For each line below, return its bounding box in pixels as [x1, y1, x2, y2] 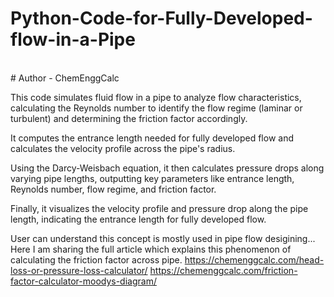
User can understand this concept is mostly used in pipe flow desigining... [10, 232, 316, 244]
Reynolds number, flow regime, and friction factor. [10, 183, 217, 195]
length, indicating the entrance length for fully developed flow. [10, 213, 267, 225]
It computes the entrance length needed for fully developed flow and [10, 132, 294, 144]
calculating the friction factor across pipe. [10, 253, 183, 266]
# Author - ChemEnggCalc [10, 72, 120, 84]
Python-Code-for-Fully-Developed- [10, 7, 313, 30]
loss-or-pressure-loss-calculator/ [10, 264, 148, 276]
